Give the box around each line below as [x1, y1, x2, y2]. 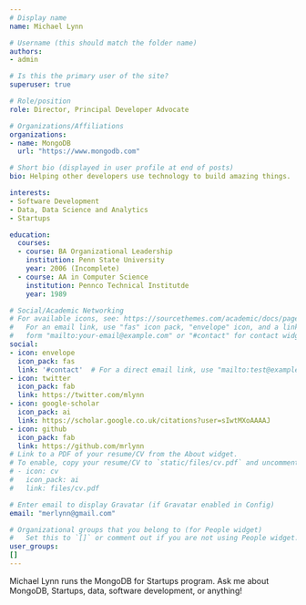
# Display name [9, 13, 67, 23]
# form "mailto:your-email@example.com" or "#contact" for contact [9, 332, 280, 341]
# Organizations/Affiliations [9, 121, 125, 130]
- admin [9, 56, 39, 65]
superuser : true [9, 80, 71, 89]
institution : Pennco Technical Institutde [25, 281, 189, 290]
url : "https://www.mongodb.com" [17, 147, 141, 156]
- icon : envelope [9, 348, 76, 357]
